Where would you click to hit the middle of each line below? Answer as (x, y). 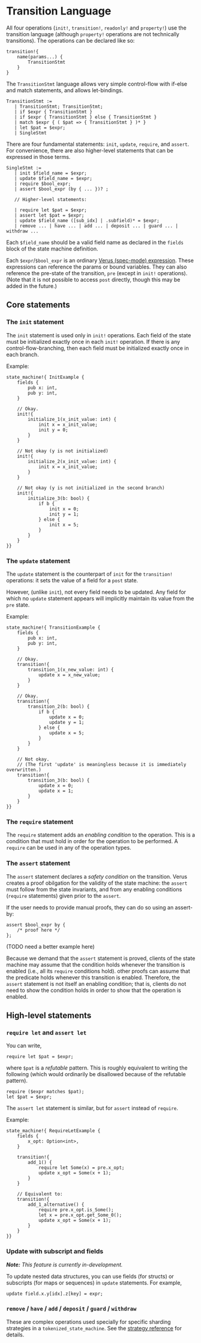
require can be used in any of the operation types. (69, 848)
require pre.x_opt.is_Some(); (76, 1210)
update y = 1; (67, 722)
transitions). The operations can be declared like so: (70, 40)
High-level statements (49, 1015)
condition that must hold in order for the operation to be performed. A (92, 841)
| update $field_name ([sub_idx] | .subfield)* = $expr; (87, 220)
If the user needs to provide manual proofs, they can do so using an (90, 907)
